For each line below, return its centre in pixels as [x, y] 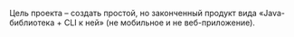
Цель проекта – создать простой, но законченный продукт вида [133, 13]
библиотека [32, 23]
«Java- [272, 13]
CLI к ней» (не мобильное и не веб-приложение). [160, 23]
